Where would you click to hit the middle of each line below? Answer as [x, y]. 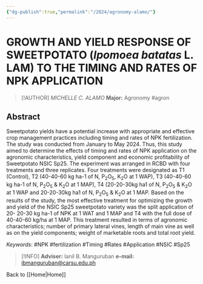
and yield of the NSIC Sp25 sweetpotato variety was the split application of [100, 207]
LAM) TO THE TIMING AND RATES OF [102, 68]
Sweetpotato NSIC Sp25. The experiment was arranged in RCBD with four [98, 164]
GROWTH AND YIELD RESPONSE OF [99, 42]
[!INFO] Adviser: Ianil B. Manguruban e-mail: [78, 256]
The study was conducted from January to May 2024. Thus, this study [95, 144]
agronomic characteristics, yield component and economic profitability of [98, 157]
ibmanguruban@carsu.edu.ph [58, 263]
